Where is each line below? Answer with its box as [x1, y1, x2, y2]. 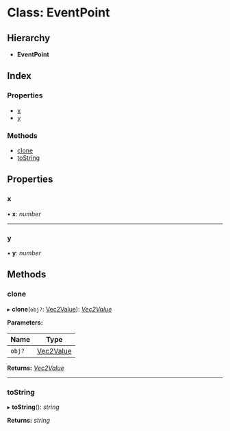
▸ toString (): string [7, 403, 60, 411]
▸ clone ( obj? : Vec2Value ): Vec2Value [7, 305, 112, 313]
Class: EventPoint [7, 5, 110, 21]
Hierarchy [7, 32, 51, 44]
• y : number [7, 248, 41, 257]
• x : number [7, 209, 41, 218]
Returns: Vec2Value [7, 364, 65, 372]
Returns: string [7, 416, 50, 424]
